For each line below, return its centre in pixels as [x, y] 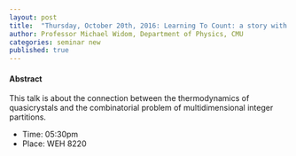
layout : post [33, 17]
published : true [39, 51]
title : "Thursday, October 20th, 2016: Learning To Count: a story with [148, 26]
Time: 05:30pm [50, 135]
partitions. [28, 117]
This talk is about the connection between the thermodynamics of [129, 98]
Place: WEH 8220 [54, 144]
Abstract [26, 78]
